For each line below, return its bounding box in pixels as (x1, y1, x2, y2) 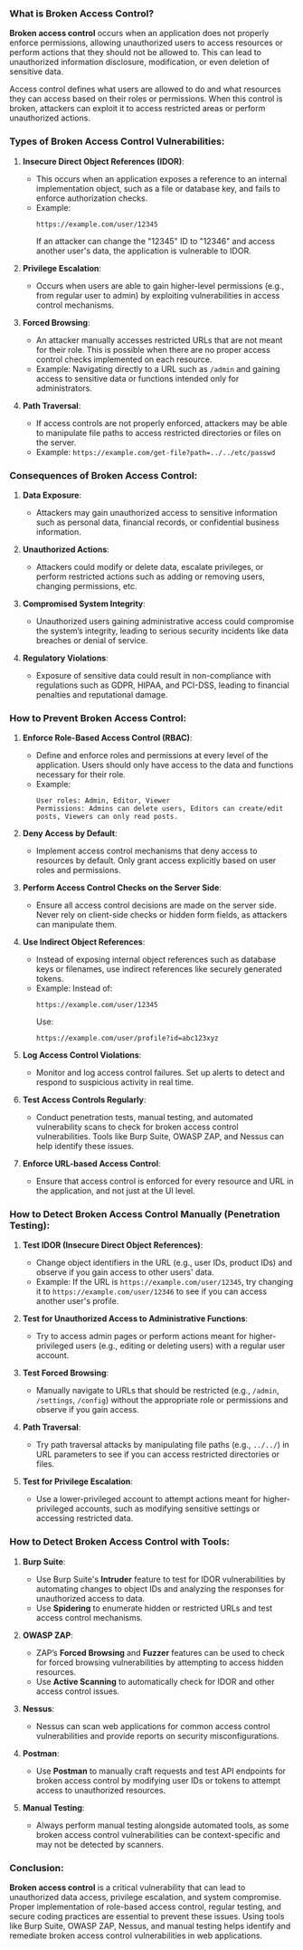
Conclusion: (9, 1861, 64, 1874)
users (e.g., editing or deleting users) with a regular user (75, 1340, 286, 1351)
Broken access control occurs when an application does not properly (9, 28, 270, 39)
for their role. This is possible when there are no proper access (35, 344, 271, 355)
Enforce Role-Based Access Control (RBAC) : (22, 732, 193, 744)
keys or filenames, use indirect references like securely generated (35, 964, 282, 975)
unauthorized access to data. (35, 1593, 146, 1603)
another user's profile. (35, 1296, 119, 1307)
